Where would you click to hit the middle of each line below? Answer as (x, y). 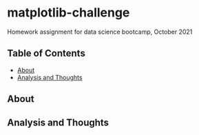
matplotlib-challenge (69, 13)
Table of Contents (46, 53)
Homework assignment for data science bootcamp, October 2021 (100, 32)
